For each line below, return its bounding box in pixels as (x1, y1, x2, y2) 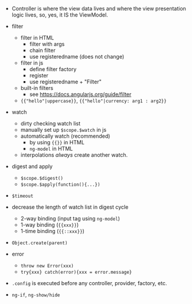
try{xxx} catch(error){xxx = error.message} (20, 269, 132, 275)
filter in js (20, 59, 43, 66)
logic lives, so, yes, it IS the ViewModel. (11, 11, 108, 18)
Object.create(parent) (11, 240, 68, 246)
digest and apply (11, 163, 53, 170)
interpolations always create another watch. (20, 151, 128, 159)
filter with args (29, 41, 65, 47)
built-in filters (20, 85, 54, 91)
